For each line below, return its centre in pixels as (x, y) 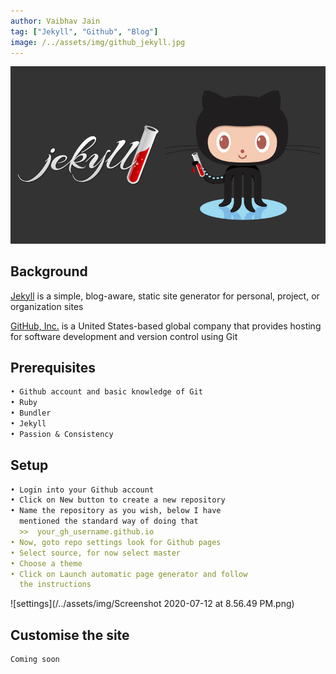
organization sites (47, 306)
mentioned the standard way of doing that (109, 521)
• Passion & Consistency (62, 434)
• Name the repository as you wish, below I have (116, 511)
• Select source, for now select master (96, 553)
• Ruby (24, 403)
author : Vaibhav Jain (55, 21)
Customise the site (70, 635)
